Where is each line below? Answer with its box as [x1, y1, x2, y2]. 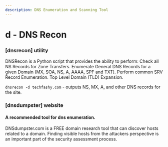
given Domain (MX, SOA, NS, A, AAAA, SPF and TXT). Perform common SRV [5, 69, 163, 75]
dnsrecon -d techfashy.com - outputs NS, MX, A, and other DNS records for [5, 84, 161, 90]
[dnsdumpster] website [5, 102, 63, 109]
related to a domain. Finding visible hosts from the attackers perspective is [5, 131, 159, 137]
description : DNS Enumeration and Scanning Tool [5, 7, 108, 13]
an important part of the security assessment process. [5, 136, 117, 142]
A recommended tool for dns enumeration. [5, 114, 96, 120]
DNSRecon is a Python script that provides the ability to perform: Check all [5, 58, 159, 64]
